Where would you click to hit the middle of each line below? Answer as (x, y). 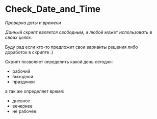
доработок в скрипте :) (29, 52)
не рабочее (24, 111)
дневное (21, 101)
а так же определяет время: (35, 91)
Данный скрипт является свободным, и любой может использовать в (79, 32)
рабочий (21, 71)
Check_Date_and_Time (53, 9)
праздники (24, 82)
